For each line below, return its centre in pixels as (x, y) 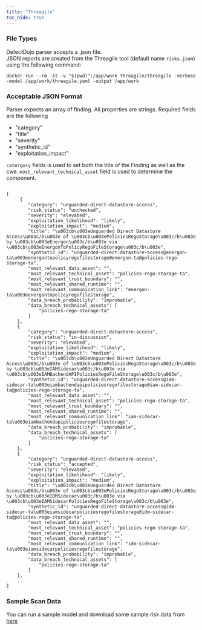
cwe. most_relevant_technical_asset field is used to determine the (89, 172)
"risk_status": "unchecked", (65, 210)
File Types (22, 39)
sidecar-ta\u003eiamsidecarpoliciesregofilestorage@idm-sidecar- (90, 512)
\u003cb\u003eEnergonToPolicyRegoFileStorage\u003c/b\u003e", (86, 248)
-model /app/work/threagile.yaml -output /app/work (73, 81)
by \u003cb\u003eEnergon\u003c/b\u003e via (62, 242)
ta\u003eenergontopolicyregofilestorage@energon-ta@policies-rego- (93, 258)
